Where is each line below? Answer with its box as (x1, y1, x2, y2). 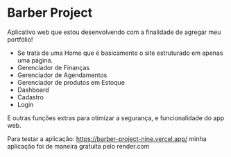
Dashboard (17, 85, 50, 94)
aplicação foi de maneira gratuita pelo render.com (7, 142, 150, 150)
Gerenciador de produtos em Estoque (17, 78, 126, 86)
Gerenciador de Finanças (17, 63, 90, 72)
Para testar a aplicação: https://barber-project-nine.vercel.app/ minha (7, 134, 207, 143)
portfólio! (7, 35, 33, 43)
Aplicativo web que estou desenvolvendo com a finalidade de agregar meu (7, 28, 221, 36)
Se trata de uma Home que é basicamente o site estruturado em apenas (17, 49, 223, 57)
